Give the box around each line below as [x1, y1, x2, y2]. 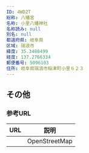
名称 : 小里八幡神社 [6, 20, 48, 26]
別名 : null [6, 32, 32, 38]
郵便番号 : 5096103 [6, 59, 50, 66]
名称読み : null [6, 25, 41, 32]
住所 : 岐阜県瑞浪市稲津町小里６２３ [6, 65, 84, 72]
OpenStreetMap [27, 137, 73, 146]
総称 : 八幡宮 [6, 15, 35, 21]
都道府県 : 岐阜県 [6, 37, 44, 43]
